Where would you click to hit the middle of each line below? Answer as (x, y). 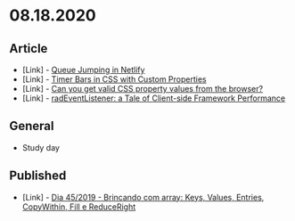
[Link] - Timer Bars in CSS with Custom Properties (114, 79)
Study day (41, 147)
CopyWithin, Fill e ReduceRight (79, 207)
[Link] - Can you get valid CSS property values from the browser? (143, 89)
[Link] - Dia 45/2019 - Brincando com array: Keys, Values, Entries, (143, 197)
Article (29, 49)
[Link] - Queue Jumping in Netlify (83, 70)
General (32, 126)
